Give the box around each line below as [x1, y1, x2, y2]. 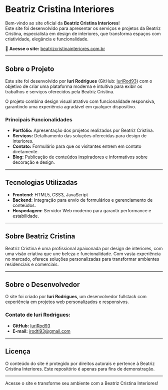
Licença [5, 347, 31, 356]
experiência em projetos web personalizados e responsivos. [5, 299, 129, 305]
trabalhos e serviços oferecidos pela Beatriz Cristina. [5, 88, 114, 94]
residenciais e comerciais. [5, 261, 59, 267]
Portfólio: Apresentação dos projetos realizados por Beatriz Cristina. [12, 127, 154, 133]
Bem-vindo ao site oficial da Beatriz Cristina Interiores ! [5, 20, 120, 26]
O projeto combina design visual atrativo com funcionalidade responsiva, [5, 98, 155, 104]
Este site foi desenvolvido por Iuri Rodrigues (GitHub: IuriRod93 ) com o [5, 78, 152, 84]
